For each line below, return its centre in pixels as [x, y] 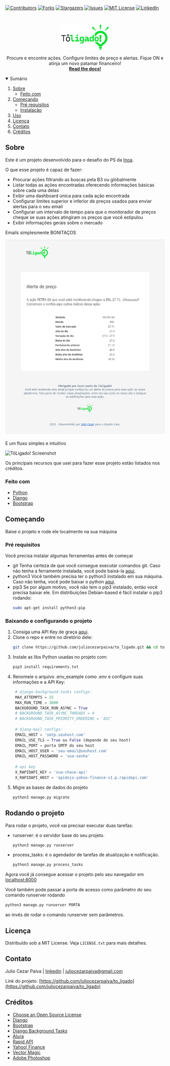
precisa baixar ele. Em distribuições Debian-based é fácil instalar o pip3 [88, 593]
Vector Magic [27, 1052]
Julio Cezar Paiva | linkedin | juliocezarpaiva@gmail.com [64, 971]
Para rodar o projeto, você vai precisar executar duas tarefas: [69, 825]
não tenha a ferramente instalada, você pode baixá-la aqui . [74, 571]
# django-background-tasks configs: [54, 692]
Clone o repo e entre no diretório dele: [52, 637]
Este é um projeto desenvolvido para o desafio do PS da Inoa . [70, 159]
